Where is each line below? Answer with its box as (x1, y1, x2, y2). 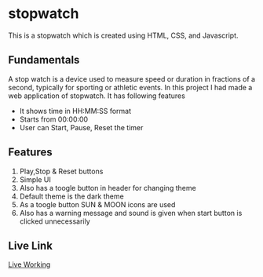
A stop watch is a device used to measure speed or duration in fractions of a (8, 74, 256, 83)
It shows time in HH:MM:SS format (19, 106, 132, 115)
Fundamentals (8, 53, 80, 67)
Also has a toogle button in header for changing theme (19, 183, 196, 192)
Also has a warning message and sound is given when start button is (19, 208, 243, 217)
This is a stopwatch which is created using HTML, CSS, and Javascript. (8, 31, 239, 40)
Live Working (8, 260, 51, 269)
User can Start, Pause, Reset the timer (19, 122, 144, 132)
